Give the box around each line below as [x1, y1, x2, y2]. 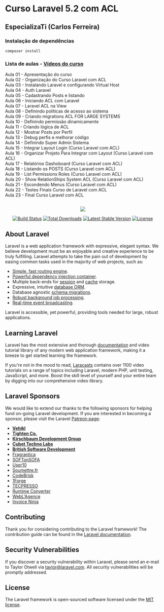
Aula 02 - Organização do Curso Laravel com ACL [5, 77, 107, 83]
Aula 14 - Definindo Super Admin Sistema [5, 140, 89, 146]
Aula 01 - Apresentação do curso [5, 72, 72, 77]
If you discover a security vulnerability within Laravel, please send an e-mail [5, 559, 159, 565]
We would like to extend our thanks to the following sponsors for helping [5, 405, 152, 411]
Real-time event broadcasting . [12, 300, 74, 306]
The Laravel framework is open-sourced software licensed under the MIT [5, 597, 154, 603]
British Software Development [12, 446, 75, 452]
